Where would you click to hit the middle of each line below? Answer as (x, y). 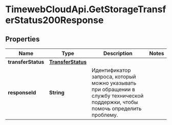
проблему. (105, 115)
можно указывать (114, 83)
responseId (22, 93)
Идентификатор (111, 70)
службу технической (117, 96)
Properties (23, 39)
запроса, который (114, 77)
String (57, 93)
